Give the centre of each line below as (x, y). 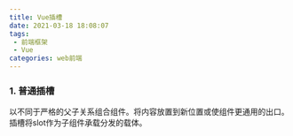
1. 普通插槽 (32, 91)
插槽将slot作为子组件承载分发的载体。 (78, 123)
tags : (19, 34)
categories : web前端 (46, 58)
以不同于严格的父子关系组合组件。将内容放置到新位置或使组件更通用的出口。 (149, 112)
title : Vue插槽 (36, 17)
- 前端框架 (31, 42)
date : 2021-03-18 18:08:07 (59, 26)
